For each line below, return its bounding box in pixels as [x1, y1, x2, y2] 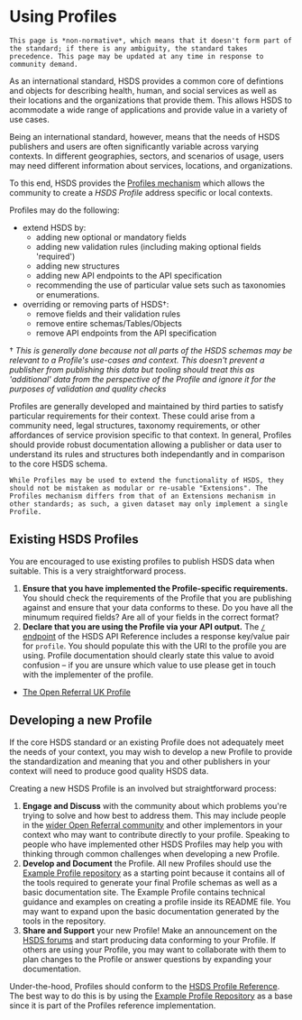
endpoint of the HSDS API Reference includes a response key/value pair [22, 630, 290, 641]
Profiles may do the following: [9, 205, 120, 216]
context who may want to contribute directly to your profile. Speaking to [22, 829, 290, 840]
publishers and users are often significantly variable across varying [9, 141, 259, 152]
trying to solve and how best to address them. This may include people [22, 810, 287, 821]
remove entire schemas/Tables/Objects [35, 317, 182, 328]
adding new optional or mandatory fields [35, 232, 187, 243]
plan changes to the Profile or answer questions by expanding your [22, 953, 272, 964]
